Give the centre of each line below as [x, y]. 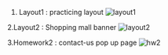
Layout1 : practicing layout [61, 12]
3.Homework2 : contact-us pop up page [72, 42]
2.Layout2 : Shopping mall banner [62, 27]
